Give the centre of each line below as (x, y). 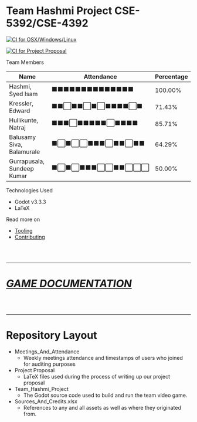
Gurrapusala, (27, 161)
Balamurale (24, 152)
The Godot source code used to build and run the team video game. (105, 395)
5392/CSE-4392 (47, 23)
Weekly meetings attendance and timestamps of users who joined (103, 358)
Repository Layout (52, 336)
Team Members (25, 62)
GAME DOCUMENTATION (69, 284)
